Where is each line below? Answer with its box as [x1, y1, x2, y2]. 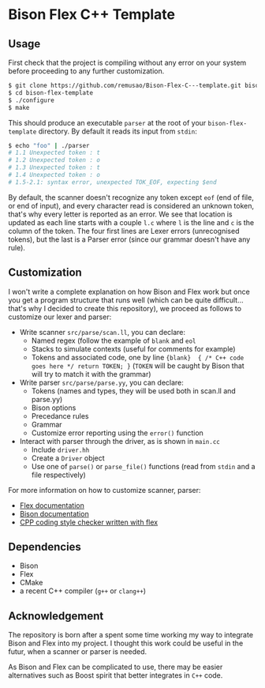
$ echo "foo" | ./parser [8, 141, 90, 149]
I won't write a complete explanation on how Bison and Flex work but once [8, 287, 250, 296]
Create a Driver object [31, 453, 105, 463]
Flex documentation [19, 500, 84, 510]
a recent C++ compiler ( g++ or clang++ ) [19, 586, 147, 596]
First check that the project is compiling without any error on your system [8, 58, 247, 67]
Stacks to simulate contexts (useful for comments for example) [31, 344, 236, 353]
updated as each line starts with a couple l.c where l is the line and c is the [8, 217, 255, 227]
